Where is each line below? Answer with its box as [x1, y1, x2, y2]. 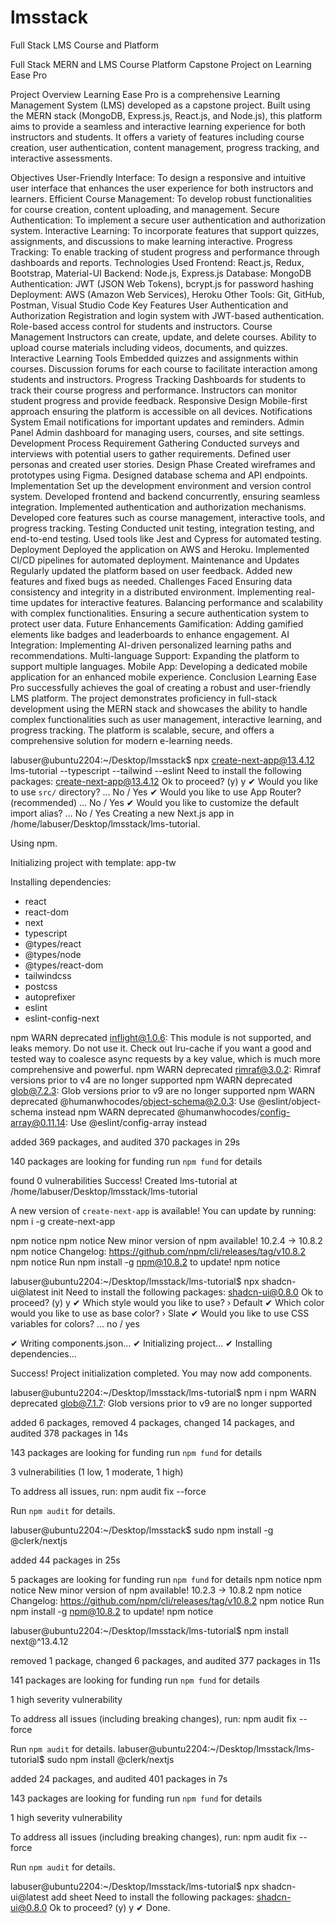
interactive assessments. [10, 152, 113, 164]
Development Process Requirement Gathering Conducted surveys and [10, 437, 300, 449]
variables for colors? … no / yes [10, 1317, 140, 1330]
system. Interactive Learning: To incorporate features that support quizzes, [10, 224, 320, 236]
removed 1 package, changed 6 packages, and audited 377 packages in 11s [10, 1654, 321, 1666]
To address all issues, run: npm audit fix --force [10, 1485, 207, 1497]
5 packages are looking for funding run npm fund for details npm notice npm [10, 1573, 322, 1585]
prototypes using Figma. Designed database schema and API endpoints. [10, 469, 308, 481]
